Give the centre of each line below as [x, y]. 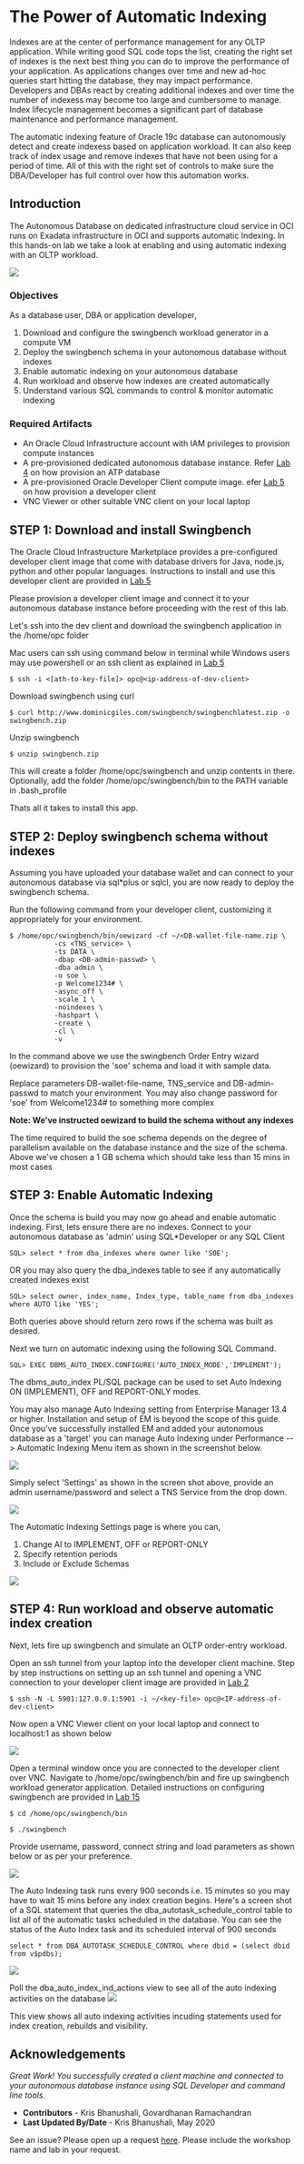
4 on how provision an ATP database [91, 472]
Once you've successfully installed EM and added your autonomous [137, 1428]
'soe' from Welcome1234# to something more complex [112, 1102]
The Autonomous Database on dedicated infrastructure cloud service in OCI [152, 225]
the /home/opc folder [49, 635]
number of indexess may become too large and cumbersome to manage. [146, 99]
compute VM [47, 342]
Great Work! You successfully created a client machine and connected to [147, 2076]
